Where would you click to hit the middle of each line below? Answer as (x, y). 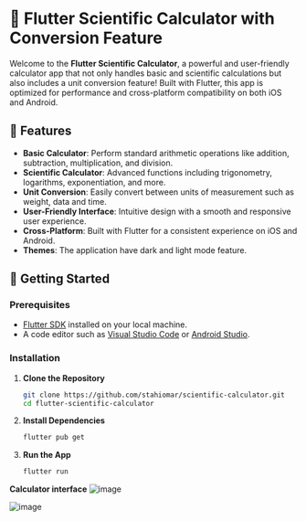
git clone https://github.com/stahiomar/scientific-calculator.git (153, 395)
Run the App (47, 455)
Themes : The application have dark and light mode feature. (135, 250)
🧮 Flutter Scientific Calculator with (142, 19)
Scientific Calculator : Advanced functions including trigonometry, (147, 172)
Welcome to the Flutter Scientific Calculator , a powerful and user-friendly (149, 63)
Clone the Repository (63, 377)
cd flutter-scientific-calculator (88, 403)
